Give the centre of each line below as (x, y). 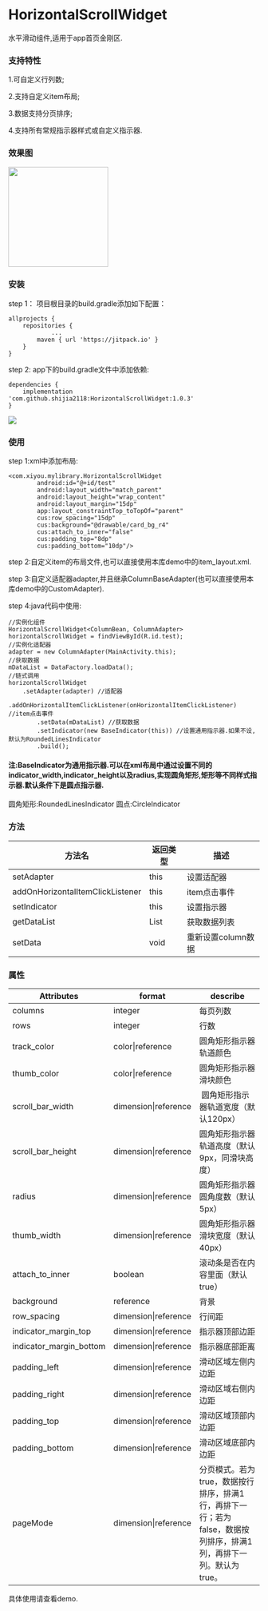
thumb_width (37, 1235)
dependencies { (33, 384)
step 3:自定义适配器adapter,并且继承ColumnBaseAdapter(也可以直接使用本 (131, 579)
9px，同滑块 (222, 1158)
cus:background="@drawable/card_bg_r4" (103, 525)
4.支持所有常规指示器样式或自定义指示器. (75, 130)
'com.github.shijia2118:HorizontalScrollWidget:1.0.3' (101, 398)
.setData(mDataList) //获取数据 (88, 722)
